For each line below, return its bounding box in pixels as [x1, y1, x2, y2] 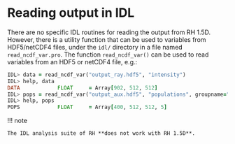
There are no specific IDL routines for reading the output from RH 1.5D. [7, 28, 211, 36]
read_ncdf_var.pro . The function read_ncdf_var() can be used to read [7, 50, 209, 59]
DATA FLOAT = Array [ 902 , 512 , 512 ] [7, 84, 158, 92]
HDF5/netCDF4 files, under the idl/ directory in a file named [7, 43, 183, 51]
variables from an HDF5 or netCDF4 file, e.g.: [7, 57, 138, 66]
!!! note [7, 117, 28, 125]
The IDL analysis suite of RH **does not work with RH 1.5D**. [7, 130, 196, 137]
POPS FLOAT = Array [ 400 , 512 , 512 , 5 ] [7, 103, 168, 111]
